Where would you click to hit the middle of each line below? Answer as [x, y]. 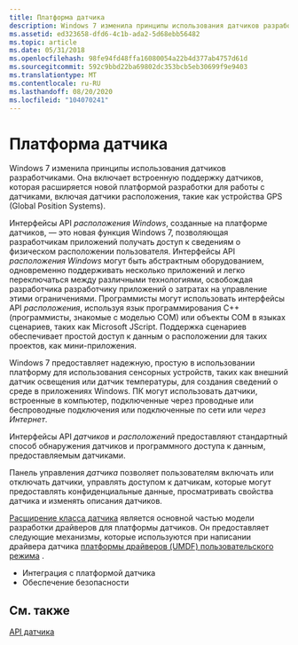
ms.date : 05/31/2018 [47, 51]
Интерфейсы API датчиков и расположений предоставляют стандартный [149, 437]
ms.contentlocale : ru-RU [55, 83]
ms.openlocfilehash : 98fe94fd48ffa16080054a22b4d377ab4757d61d [129, 59]
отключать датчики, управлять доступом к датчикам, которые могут [141, 482]
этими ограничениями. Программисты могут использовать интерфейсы [147, 299]
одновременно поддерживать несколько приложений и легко [127, 271]
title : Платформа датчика [57, 17]
